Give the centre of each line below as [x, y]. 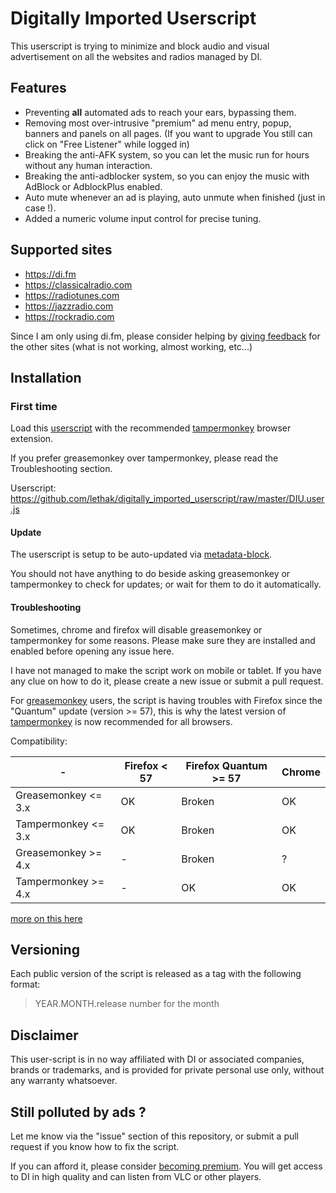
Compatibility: [39, 741]
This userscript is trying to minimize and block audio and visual [140, 46]
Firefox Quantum [226, 765]
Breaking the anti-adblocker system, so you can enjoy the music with [167, 176]
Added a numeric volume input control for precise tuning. [143, 218]
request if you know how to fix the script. [95, 1147]
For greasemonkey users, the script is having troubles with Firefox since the [166, 700]
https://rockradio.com [69, 316]
